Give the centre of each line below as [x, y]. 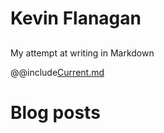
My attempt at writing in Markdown [82, 53]
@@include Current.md [57, 72]
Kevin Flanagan [76, 18]
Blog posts [55, 112]
